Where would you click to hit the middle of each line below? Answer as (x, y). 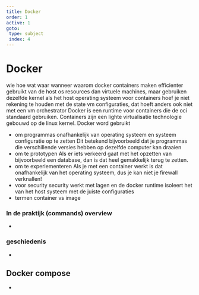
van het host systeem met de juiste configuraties (75, 192)
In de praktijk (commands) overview (59, 213)
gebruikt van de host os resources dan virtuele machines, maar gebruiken (97, 91)
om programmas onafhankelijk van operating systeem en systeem (95, 134)
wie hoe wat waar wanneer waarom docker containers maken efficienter (95, 85)
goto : (13, 28)
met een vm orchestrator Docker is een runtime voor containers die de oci (97, 110)
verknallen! (29, 178)
